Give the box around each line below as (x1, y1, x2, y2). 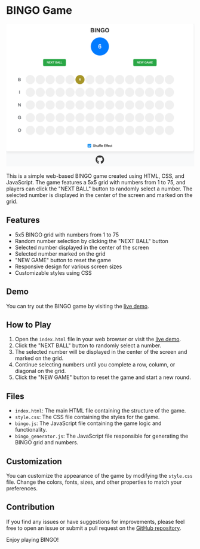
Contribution (6, 502, 55, 512)
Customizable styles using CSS (14, 269, 92, 276)
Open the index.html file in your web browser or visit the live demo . (14, 336, 181, 343)
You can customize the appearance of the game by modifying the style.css (6, 472, 193, 479)
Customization (6, 456, 63, 466)
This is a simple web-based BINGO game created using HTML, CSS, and (6, 172, 185, 180)
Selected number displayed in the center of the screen (14, 244, 149, 251)
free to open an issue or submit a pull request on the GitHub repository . (6, 524, 181, 532)
